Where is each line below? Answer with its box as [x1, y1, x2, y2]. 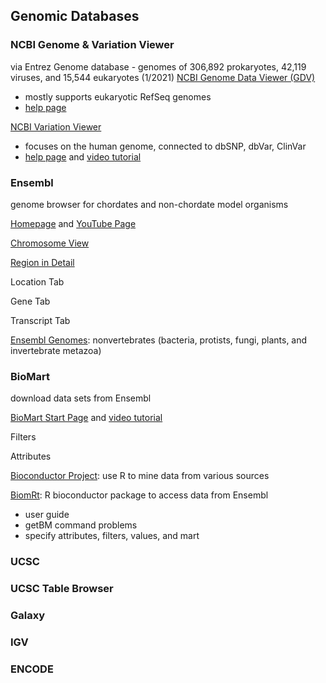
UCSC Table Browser [10, 582, 114, 596]
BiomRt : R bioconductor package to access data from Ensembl [10, 489, 269, 501]
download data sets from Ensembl [10, 392, 152, 404]
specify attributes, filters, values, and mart [24, 530, 200, 542]
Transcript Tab [10, 314, 71, 326]
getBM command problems [24, 519, 138, 531]
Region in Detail [10, 256, 75, 268]
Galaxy [10, 609, 46, 623]
